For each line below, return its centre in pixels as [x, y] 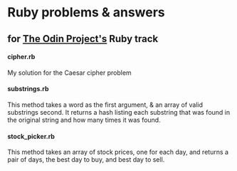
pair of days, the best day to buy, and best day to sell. [86, 160]
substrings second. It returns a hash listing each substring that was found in [119, 112]
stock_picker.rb [31, 136]
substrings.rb [28, 89]
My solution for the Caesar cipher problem [69, 73]
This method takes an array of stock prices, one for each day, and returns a [118, 152]
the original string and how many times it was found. [84, 120]
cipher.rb [21, 57]
